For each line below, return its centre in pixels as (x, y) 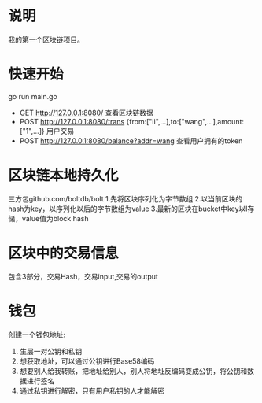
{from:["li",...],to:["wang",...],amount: (185, 121)
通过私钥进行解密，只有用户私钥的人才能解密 (92, 390)
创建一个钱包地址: (37, 335)
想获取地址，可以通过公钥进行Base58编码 (87, 361)
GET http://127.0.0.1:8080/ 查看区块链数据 (87, 113)
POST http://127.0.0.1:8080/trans (72, 121)
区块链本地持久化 (64, 176)
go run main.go (33, 96)
